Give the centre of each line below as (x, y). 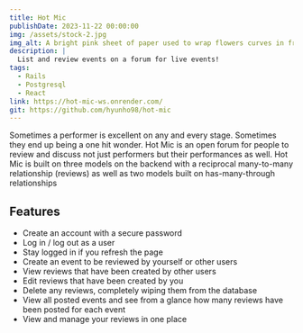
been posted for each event (74, 310)
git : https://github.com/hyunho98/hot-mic (90, 110)
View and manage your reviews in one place (105, 319)
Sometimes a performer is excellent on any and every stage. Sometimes (143, 135)
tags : (19, 68)
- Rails (32, 76)
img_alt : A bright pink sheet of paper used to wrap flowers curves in (147, 43)
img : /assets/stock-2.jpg (58, 34)
